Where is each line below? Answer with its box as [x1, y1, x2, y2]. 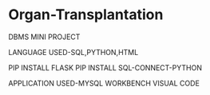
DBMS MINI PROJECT [8, 32, 81, 42]
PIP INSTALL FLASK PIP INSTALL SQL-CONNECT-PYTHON [8, 62, 202, 73]
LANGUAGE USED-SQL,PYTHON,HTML [8, 47, 139, 57]
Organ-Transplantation [8, 6, 164, 24]
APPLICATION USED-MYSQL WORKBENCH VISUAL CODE [8, 78, 200, 88]
